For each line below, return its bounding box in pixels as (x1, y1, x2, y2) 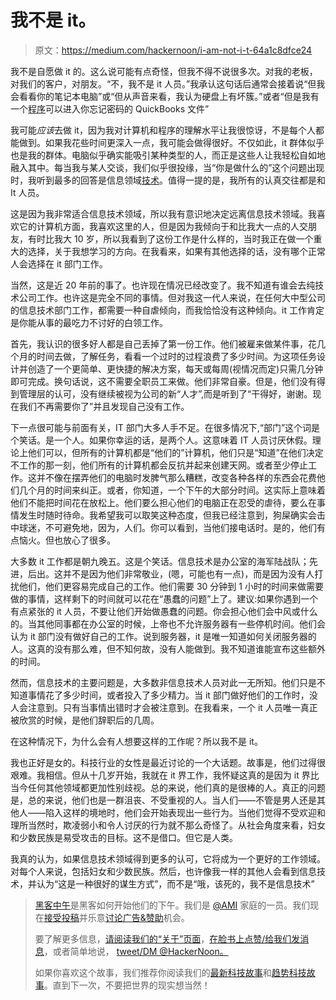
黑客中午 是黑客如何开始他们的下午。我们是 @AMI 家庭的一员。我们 (34, 899, 311, 911)
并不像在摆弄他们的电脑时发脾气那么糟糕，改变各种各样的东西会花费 (36, 471, 317, 483)
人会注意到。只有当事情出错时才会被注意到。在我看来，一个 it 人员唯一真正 (10, 701, 318, 713)
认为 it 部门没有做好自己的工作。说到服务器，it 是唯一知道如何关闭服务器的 (10, 630, 317, 642)
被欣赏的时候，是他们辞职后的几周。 (10, 714, 160, 726)
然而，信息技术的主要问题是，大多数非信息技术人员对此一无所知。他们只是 (10, 676, 317, 688)
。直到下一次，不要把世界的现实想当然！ (43, 979, 211, 991)
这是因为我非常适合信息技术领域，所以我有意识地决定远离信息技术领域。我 (10, 207, 317, 220)
